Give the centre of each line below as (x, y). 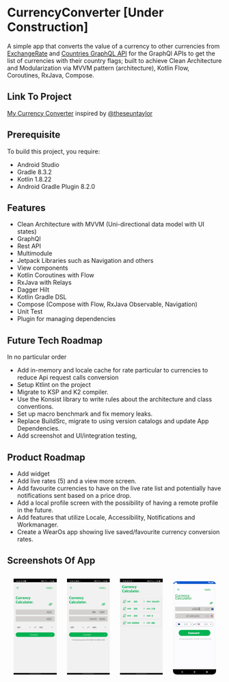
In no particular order (37, 357)
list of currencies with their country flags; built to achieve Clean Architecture (114, 60)
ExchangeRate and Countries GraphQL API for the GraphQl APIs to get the (111, 53)
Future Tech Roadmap (55, 340)
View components (42, 268)
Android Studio (38, 164)
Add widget (33, 473)
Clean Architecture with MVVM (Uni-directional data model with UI (111, 225)
